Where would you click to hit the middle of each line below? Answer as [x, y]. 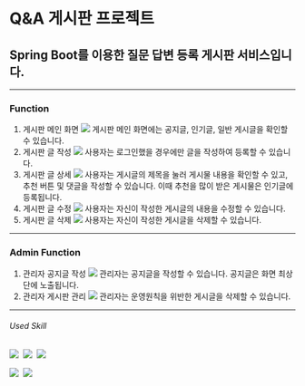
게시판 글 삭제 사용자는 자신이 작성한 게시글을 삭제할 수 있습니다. [142, 220]
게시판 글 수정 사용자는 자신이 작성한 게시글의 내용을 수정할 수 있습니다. [154, 208]
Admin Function [45, 253]
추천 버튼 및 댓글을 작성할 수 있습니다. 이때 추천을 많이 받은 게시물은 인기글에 [158, 186]
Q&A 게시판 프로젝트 [82, 19]
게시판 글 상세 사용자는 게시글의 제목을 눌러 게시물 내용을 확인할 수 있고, [155, 175]
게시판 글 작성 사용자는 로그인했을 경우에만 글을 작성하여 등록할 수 [144, 152]
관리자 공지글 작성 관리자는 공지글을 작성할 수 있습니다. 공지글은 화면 [149, 274]
